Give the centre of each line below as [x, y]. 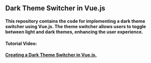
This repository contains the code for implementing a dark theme [75, 21]
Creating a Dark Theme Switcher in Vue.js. [51, 55]
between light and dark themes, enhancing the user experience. [74, 32]
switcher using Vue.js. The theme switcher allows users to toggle [75, 26]
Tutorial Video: [21, 43]
